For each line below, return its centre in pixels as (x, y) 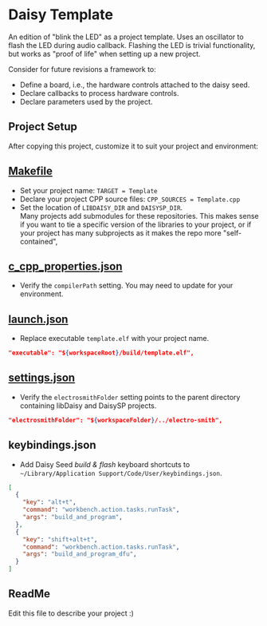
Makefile (31, 171)
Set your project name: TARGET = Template (88, 190)
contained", (39, 241)
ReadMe (29, 594)
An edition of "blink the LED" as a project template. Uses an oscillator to (126, 37)
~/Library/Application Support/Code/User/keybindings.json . (121, 473)
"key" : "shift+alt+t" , (60, 539)
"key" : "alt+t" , (50, 502)
